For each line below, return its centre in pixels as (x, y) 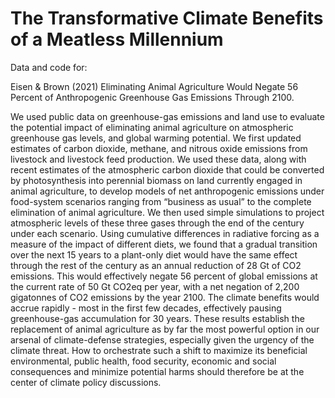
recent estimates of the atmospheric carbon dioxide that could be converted (167, 169)
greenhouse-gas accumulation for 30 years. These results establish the (157, 318)
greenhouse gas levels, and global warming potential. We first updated (156, 138)
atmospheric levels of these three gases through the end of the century (157, 223)
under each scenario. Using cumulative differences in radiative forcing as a (165, 233)
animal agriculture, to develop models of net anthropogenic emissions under (167, 191)
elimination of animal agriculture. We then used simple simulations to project (167, 212)
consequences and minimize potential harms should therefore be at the (157, 371)
